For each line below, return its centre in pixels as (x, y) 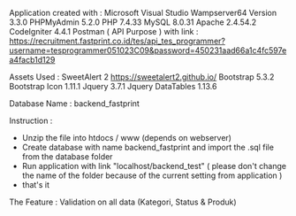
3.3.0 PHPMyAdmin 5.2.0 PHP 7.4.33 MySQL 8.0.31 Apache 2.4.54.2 (133, 22)
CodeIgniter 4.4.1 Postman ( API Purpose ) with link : (104, 31)
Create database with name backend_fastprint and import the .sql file (148, 147)
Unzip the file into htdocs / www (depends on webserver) (127, 138)
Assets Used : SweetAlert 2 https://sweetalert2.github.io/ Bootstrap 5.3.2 (142, 77)
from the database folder (67, 157)
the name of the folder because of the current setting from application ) (152, 175)
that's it (36, 185)
